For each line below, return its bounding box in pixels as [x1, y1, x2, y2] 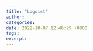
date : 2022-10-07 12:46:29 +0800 [6, 25, 88, 31]
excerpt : [6, 36, 27, 42]
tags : [6, 30, 19, 36]
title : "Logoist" [6, 8, 49, 15]
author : [6, 14, 25, 20]
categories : [6, 19, 35, 25]
